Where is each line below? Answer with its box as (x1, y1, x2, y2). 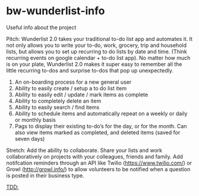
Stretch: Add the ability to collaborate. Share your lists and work (6, 147, 162, 154)
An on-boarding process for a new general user (14, 78, 132, 86)
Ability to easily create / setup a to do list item (14, 84, 127, 91)
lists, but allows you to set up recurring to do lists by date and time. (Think (6, 48, 187, 55)
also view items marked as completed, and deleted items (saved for (14, 129, 181, 136)
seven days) (14, 135, 45, 142)
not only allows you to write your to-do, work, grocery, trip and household (6, 42, 187, 49)
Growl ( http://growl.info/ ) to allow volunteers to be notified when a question (6, 165, 191, 173)
